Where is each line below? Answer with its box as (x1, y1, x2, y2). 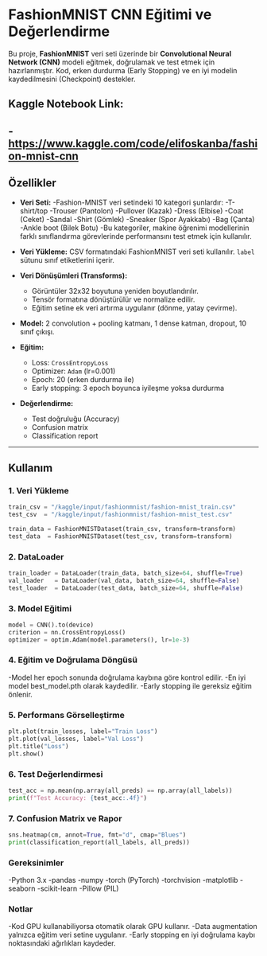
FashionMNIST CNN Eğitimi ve (8, 6, 212, 24)
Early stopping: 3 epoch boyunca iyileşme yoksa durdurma (31, 383, 225, 392)
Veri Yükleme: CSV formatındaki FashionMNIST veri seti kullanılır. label (19, 247, 255, 256)
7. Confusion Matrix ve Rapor (8, 813, 122, 824)
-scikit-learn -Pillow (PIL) (37, 884, 119, 893)
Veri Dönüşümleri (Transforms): (19, 271, 128, 280)
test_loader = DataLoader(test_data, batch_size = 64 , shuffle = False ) (8, 583, 244, 592)
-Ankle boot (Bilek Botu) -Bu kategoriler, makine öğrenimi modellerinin (19, 223, 250, 232)
